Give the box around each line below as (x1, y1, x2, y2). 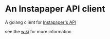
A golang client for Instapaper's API (5, 19, 76, 25)
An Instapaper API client (5, 3, 106, 14)
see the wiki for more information (5, 28, 72, 34)
